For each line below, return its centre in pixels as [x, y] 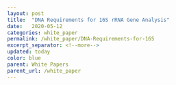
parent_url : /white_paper [44, 71]
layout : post [26, 13]
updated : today [29, 52]
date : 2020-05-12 [35, 26]
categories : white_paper [42, 33]
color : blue [24, 58]
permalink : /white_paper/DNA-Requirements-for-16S [81, 39]
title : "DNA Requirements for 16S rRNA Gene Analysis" [88, 20]
